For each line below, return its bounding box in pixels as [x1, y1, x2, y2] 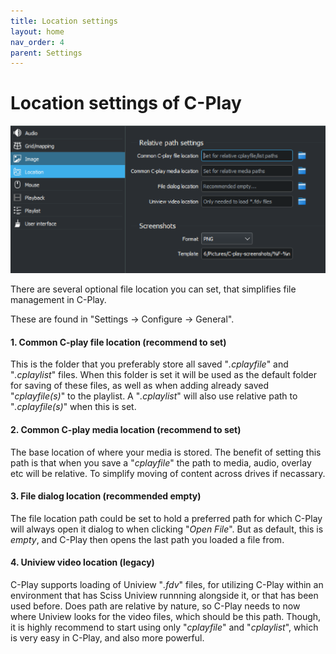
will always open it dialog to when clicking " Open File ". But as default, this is [10, 523, 324, 535]
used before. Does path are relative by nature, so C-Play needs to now [10, 600, 301, 612]
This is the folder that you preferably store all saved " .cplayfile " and [10, 358, 289, 370]
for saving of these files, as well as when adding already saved [10, 380, 270, 392]
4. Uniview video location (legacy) [10, 556, 155, 569]
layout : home [10, 26, 65, 37]
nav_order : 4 [10, 37, 65, 47]
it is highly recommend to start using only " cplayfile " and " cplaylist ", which [10, 621, 319, 633]
